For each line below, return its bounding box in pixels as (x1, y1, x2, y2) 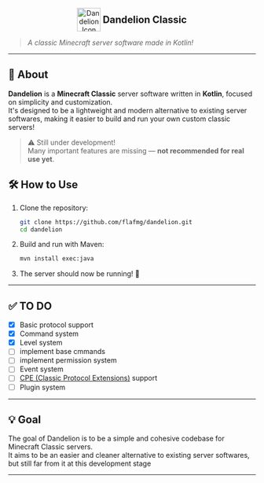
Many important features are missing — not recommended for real (27, 146, 245, 155)
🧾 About (8, 68, 49, 82)
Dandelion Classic (102, 13, 187, 26)
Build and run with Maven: (19, 240, 104, 249)
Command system (19, 329, 79, 338)
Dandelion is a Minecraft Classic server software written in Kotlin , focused (8, 89, 253, 98)
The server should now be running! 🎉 (19, 269, 140, 278)
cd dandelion (19, 225, 63, 234)
